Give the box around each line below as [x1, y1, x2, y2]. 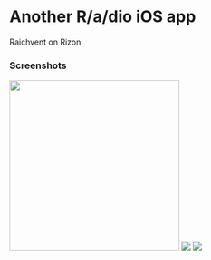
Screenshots [9, 59, 67, 72]
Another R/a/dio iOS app [9, 6, 197, 27]
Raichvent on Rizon [9, 36, 82, 47]
